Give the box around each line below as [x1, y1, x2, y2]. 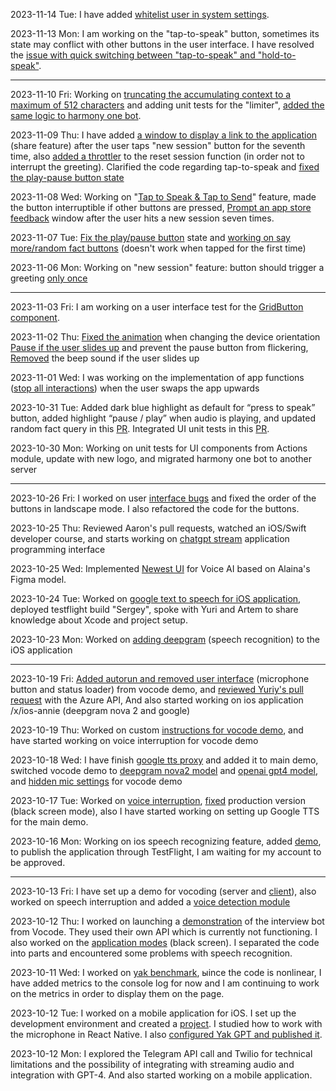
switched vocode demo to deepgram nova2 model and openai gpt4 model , [10, 765, 319, 776]
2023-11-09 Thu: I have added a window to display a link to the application [10, 129, 318, 141]
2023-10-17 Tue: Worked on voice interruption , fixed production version [10, 795, 307, 806]
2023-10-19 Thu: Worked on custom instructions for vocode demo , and [10, 724, 304, 736]
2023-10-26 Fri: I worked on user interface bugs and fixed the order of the [10, 492, 317, 504]
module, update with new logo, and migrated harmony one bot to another [10, 453, 312, 464]
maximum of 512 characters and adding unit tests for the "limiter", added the [10, 99, 325, 111]
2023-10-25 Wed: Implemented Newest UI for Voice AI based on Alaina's [10, 563, 311, 574]
